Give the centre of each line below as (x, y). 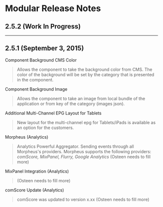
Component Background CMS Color (41, 60)
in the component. (35, 80)
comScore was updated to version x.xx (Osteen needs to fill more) (83, 199)
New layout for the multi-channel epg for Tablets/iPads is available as (86, 122)
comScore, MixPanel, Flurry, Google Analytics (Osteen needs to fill (84, 157)
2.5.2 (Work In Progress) (43, 26)
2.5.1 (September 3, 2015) (44, 48)
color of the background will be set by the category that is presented (85, 74)
